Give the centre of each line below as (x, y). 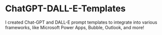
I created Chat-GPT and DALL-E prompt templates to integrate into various (81, 22)
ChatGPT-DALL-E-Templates (65, 9)
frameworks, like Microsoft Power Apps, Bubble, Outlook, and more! (75, 27)
